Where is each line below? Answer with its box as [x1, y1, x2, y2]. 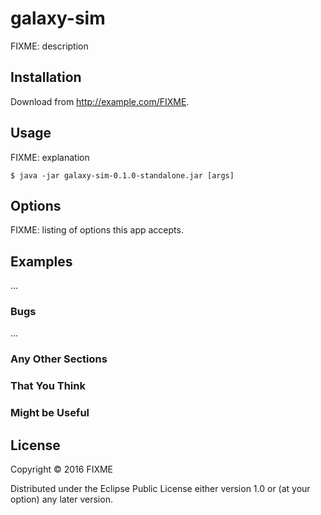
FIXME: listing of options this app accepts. [10, 224, 184, 236]
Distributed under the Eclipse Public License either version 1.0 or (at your [10, 483, 311, 495]
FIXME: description [10, 40, 89, 52]
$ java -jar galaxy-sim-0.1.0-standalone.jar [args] [10, 170, 235, 181]
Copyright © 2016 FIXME [10, 463, 114, 476]
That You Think [10, 379, 86, 393]
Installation [10, 69, 82, 86]
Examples [10, 253, 73, 270]
